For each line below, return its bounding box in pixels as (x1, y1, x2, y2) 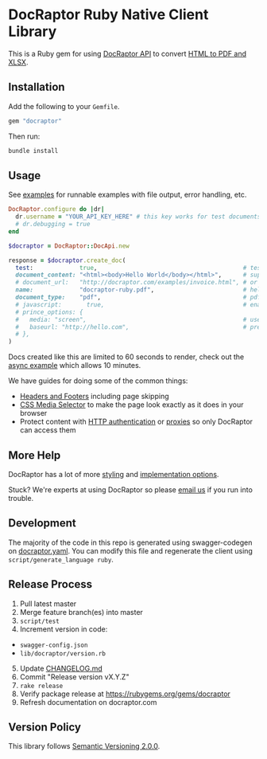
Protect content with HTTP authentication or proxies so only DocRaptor (19, 417, 253, 427)
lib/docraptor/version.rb (19, 649, 106, 658)
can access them (19, 425, 77, 435)
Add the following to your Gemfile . (8, 101, 120, 111)
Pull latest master (19, 599, 77, 608)
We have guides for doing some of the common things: (8, 376, 188, 385)
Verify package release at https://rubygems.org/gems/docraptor (19, 689, 230, 698)
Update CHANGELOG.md (19, 663, 103, 673)
